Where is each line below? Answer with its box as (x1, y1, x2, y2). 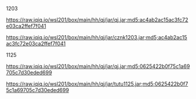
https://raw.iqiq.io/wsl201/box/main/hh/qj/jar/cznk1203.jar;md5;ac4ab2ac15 (6, 34, 188, 40)
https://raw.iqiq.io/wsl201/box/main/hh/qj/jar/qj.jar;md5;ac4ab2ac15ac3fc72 (6, 16, 188, 23)
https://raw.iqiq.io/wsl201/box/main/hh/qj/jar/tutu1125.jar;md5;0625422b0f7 (6, 80, 188, 87)
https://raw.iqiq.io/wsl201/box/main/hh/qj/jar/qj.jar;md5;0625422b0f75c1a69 (6, 63, 190, 70)
